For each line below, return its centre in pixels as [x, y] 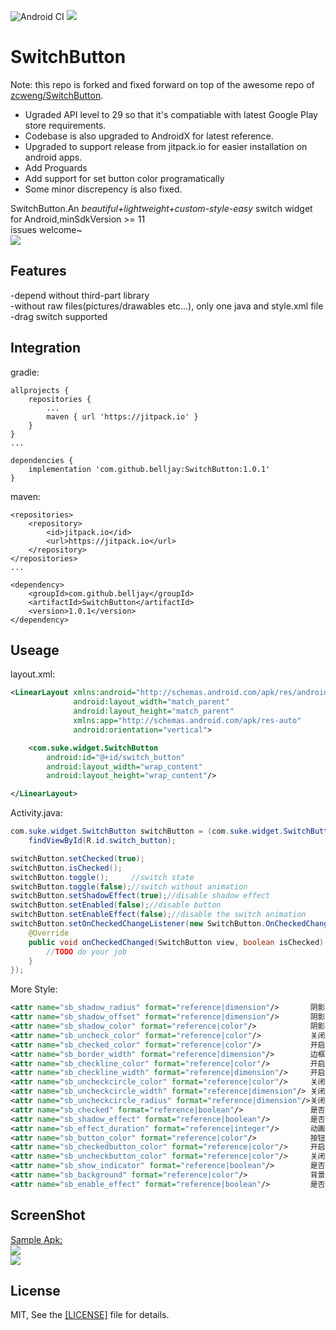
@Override [49, 933]
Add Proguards [56, 167]
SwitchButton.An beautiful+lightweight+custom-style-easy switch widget [161, 208]
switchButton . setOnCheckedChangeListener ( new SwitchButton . [138, 924]
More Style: [34, 989]
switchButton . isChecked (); [66, 868]
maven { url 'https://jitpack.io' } [122, 416]
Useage [35, 650]
